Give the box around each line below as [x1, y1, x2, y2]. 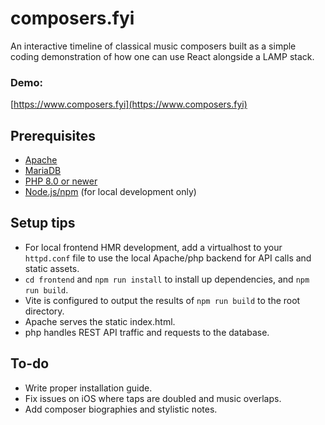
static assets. [24, 262, 80, 274]
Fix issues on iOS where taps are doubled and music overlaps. [24, 392, 282, 404]
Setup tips [10, 215, 76, 232]
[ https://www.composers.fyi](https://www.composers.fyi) [10, 98, 248, 111]
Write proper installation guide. [24, 382, 153, 394]
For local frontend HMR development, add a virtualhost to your [24, 241, 283, 253]
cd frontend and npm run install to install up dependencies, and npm [24, 273, 310, 285]
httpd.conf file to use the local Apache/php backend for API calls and [24, 252, 312, 264]
